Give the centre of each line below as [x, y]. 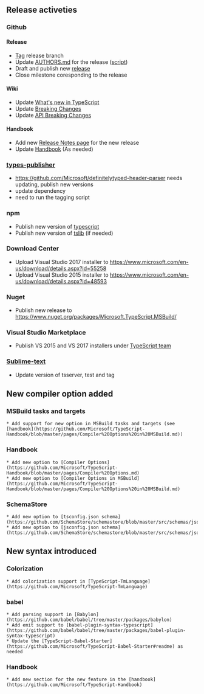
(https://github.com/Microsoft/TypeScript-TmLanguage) [77, 586]
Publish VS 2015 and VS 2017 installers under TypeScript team [93, 345]
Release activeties [42, 10]
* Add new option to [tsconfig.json [53, 516]
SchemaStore [27, 504]
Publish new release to [43, 310]
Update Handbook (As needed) [54, 149]
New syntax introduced [52, 551]
